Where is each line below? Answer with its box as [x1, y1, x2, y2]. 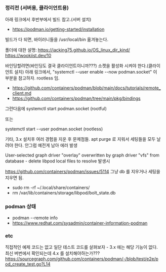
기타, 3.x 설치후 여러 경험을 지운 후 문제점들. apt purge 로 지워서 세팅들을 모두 [5, 136, 156, 142]
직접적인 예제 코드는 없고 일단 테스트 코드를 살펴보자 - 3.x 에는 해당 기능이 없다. [5, 244, 158, 250]
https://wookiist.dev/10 [5, 53, 52, 59]
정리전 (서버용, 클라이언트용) [5, 4, 69, 11]
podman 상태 [5, 203, 36, 210]
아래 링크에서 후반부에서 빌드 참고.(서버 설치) [5, 16, 91, 23]
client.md [12, 90, 32, 96]
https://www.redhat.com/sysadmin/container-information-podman [12, 220, 148, 226]
